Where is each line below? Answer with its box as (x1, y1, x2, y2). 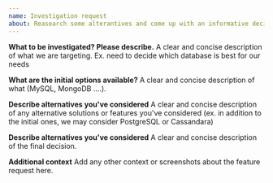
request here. (8, 165, 54, 175)
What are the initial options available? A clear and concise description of (8, 75, 255, 85)
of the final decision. (8, 141, 77, 150)
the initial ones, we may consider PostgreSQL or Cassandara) (8, 116, 214, 126)
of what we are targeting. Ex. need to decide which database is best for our (8, 50, 261, 60)
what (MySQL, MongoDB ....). (8, 83, 107, 94)
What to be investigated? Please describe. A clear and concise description (8, 41, 262, 51)
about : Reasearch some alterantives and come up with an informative (8, 20, 249, 28)
